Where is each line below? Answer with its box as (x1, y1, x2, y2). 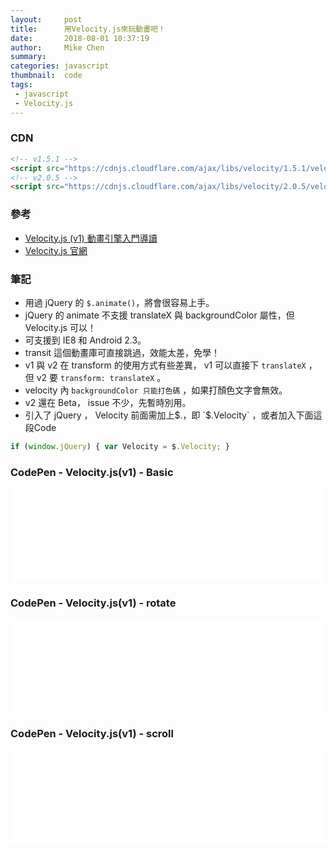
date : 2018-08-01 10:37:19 (10, 33, 150, 43)
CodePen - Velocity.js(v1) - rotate (10, 596, 177, 610)
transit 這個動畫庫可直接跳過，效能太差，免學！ (24, 346, 221, 358)
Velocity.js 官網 (24, 244, 88, 256)
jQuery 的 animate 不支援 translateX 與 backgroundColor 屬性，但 (24, 309, 295, 321)
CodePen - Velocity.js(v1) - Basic (10, 465, 174, 479)
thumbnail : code (10, 71, 83, 81)
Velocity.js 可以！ (24, 321, 97, 333)
